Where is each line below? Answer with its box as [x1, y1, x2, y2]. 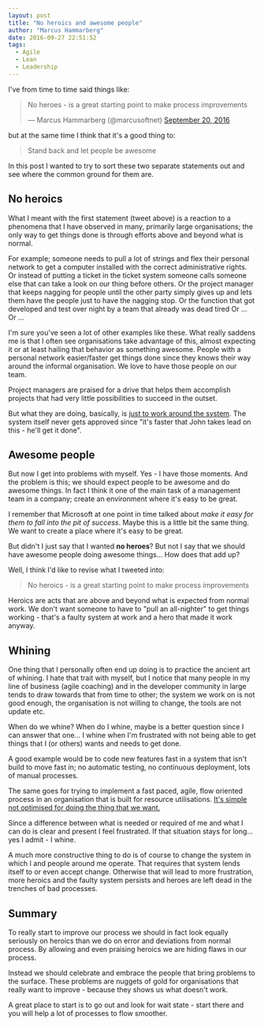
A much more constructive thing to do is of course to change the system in [8, 850, 251, 860]
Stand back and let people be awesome [27, 145, 157, 155]
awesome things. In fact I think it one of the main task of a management [8, 486, 240, 496]
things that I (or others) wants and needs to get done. [8, 739, 182, 748]
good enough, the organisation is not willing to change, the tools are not [8, 698, 242, 708]
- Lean [15, 56, 37, 64]
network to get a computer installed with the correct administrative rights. [8, 262, 247, 271]
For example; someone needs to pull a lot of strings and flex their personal [8, 253, 250, 263]
